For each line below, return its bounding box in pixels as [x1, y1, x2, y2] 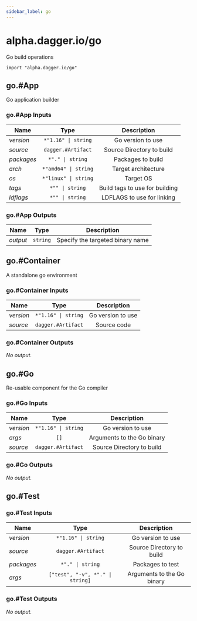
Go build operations [6, 53, 54, 61]
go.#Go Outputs [6, 461, 53, 469]
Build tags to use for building [98, 183, 178, 192]
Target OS [124, 174, 152, 182]
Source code [96, 321, 131, 329]
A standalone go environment [6, 271, 77, 278]
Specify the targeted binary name [56, 236, 150, 244]
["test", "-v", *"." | [49, 571, 113, 578]
